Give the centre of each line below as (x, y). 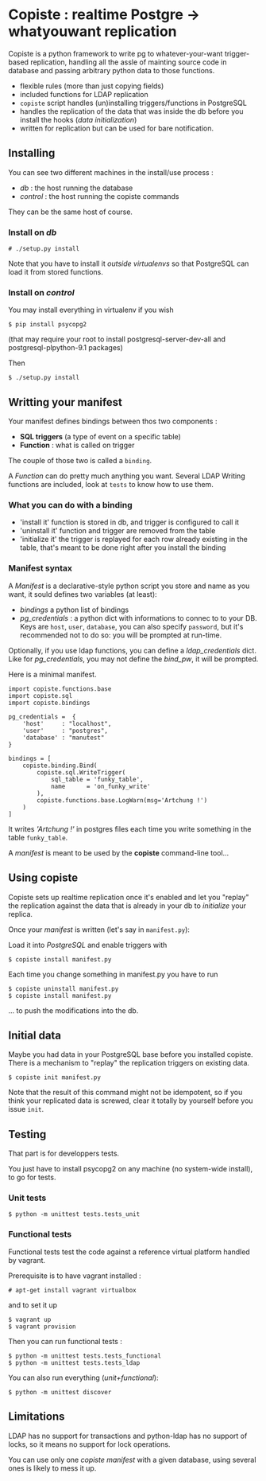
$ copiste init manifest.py (55, 1078)
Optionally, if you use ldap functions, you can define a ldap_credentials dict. (132, 650)
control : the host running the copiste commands (99, 196)
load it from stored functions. (56, 272)
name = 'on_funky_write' (100, 786)
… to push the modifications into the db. (73, 1010)
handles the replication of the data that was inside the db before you (131, 111)
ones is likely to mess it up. (52, 1468)
